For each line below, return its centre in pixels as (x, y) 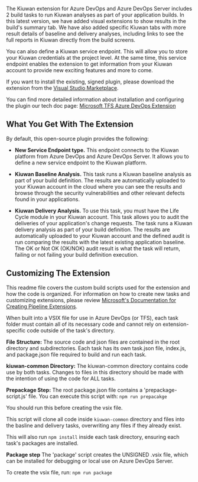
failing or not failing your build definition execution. (77, 254)
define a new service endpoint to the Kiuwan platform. (81, 163)
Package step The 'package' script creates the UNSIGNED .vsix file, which (97, 454)
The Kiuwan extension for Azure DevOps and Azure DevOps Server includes (99, 9)
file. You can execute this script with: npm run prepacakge (98, 396)
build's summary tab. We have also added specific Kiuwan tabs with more (96, 27)
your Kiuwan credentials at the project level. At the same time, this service (96, 58)
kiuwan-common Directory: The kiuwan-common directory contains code (97, 365)
